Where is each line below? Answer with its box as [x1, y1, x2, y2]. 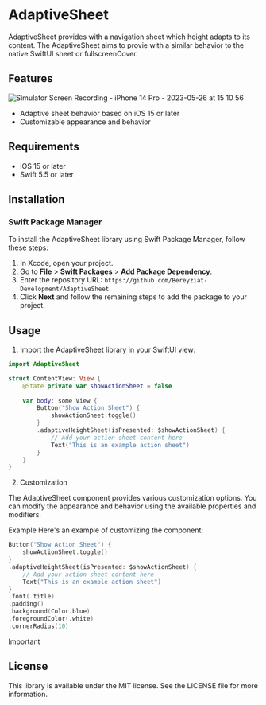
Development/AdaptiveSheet [19, 285, 110, 294]
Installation [8, 193, 65, 206]
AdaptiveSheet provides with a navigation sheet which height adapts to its [8, 32, 250, 41]
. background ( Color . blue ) [8, 607, 91, 616]
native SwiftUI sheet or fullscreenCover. [8, 49, 138, 58]
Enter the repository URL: [19, 275, 103, 285]
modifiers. [8, 510, 42, 520]
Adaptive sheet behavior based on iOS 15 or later [19, 108, 180, 118]
